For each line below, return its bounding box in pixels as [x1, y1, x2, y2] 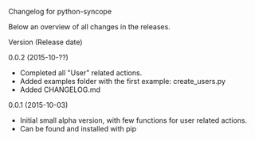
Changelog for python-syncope [8, 7, 112, 16]
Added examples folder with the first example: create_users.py [19, 77, 226, 86]
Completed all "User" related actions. [19, 68, 143, 78]
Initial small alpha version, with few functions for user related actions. [19, 116, 248, 125]
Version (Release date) [8, 37, 83, 47]
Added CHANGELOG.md [19, 85, 101, 94]
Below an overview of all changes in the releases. [8, 22, 171, 31]
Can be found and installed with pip [19, 124, 137, 133]
